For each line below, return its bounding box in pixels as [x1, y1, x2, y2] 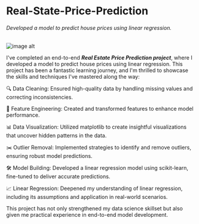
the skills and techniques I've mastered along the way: [6, 73, 140, 80]
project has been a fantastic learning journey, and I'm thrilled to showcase [6, 67, 189, 74]
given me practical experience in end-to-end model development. [6, 211, 169, 219]
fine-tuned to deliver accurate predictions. [6, 173, 111, 180]
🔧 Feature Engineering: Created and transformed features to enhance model [6, 105, 194, 113]
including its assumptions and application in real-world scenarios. [6, 194, 168, 201]
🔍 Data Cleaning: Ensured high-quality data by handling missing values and [6, 85, 193, 92]
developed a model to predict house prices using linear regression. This [6, 61, 183, 68]
